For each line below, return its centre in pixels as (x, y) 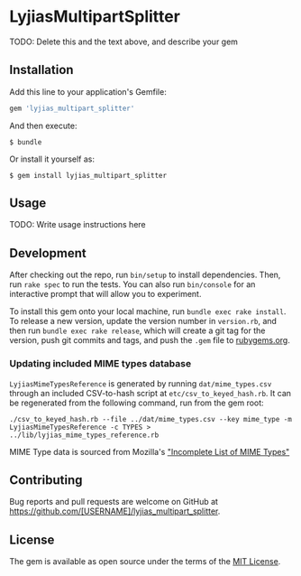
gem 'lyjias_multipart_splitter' (72, 108)
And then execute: (43, 125)
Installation (41, 70)
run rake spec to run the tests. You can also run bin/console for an (132, 284)
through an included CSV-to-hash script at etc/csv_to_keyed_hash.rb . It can (150, 393)
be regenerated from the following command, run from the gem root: (137, 403)
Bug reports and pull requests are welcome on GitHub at (114, 502)
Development (48, 253)
